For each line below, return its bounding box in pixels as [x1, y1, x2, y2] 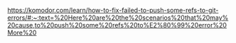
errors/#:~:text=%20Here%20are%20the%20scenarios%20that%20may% [7, 13, 229, 22]
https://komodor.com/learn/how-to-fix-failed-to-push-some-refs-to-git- [7, 6, 219, 14]
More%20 [7, 28, 37, 37]
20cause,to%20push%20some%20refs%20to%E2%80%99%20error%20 [7, 21, 227, 29]
